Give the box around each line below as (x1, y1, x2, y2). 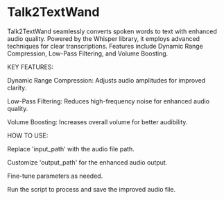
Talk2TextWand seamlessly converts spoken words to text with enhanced (7, 27, 217, 35)
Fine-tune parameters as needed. (7, 172, 103, 180)
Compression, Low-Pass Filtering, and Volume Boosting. (7, 49, 169, 58)
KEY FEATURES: (7, 62, 54, 71)
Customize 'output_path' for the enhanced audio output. (7, 158, 168, 167)
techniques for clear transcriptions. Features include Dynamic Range (7, 42, 203, 50)
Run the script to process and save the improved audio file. (7, 185, 175, 193)
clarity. (7, 83, 27, 92)
